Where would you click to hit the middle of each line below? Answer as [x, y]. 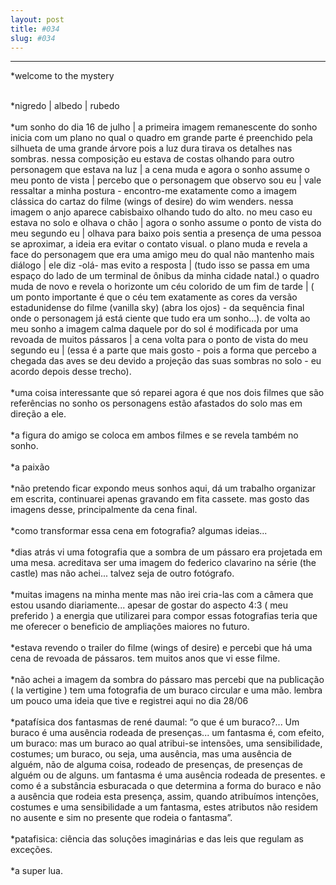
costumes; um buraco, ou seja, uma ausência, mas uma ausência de [151, 754]
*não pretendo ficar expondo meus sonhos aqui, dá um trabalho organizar [163, 488]
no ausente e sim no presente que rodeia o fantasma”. [121, 818]
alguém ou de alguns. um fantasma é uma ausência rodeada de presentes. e [168, 775]
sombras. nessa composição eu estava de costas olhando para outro [152, 159]
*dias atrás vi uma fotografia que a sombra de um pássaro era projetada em [166, 552]
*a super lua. [36, 871]
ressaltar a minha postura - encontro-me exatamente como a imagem [153, 191]
